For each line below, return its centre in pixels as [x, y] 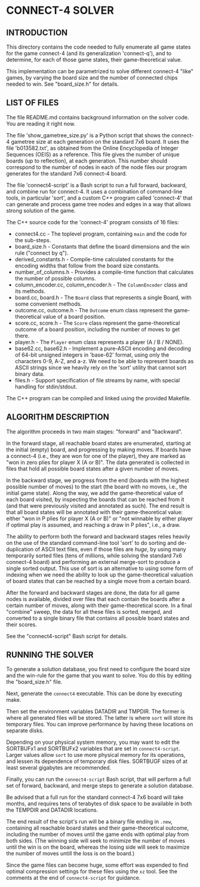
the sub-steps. [33, 240]
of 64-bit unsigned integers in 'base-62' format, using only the [92, 355]
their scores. [22, 624]
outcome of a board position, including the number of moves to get [97, 329]
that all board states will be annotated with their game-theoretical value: [95, 512]
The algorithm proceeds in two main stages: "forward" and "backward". [94, 432]
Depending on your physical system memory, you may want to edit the [93, 742]
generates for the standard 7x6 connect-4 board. [67, 173]
